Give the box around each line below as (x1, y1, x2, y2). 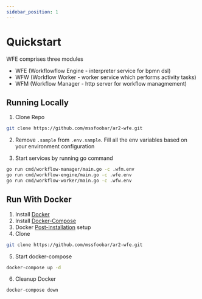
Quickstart (6, 35, 62, 49)
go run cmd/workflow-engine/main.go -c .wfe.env (6, 172, 132, 178)
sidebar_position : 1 (6, 9, 59, 15)
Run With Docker (6, 194, 72, 205)
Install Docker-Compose (15, 217, 77, 224)
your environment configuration (15, 143, 95, 150)
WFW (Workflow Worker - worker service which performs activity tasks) (15, 74, 197, 81)
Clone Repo (15, 114, 45, 121)
